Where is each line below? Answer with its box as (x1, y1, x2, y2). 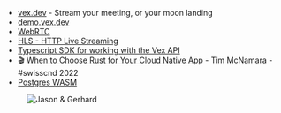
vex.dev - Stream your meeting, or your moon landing (17, 8, 214, 18)
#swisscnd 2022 (17, 68, 79, 78)
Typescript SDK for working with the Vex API (17, 45, 180, 56)
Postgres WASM (17, 77, 78, 87)
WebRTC (17, 26, 50, 36)
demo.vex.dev (17, 17, 70, 27)
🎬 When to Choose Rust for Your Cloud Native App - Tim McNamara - (17, 55, 273, 65)
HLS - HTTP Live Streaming (17, 35, 119, 46)
